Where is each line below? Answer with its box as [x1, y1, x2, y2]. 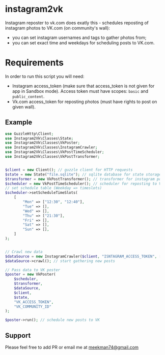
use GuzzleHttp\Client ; [5, 131, 54, 136]
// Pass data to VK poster [5, 267, 60, 272]
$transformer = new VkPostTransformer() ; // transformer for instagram [5, 177, 155, 181]
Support [5, 331, 31, 340]
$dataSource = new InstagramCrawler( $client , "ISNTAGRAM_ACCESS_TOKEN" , [5, 254, 157, 259]
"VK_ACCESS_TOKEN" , [14, 299, 54, 304]
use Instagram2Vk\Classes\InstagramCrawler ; [5, 145, 98, 150]
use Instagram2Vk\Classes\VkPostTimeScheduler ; [5, 149, 105, 155]
